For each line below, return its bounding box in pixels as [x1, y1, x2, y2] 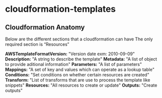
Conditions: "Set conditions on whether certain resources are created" [5, 72, 149, 77]
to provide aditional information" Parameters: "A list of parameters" [5, 62, 142, 67]
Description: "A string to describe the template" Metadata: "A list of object [5, 56, 158, 62]
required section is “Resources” [5, 41, 69, 47]
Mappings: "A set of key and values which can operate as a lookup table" [5, 66, 155, 72]
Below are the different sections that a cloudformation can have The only [5, 36, 153, 42]
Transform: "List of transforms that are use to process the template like [5, 77, 150, 83]
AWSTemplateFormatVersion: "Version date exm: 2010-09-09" [5, 51, 135, 57]
